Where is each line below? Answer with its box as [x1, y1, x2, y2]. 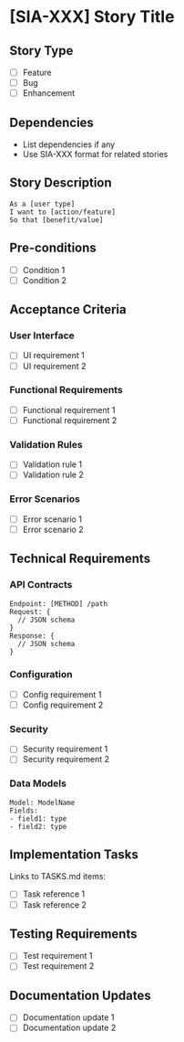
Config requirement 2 [22, 699, 104, 710]
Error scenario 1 [22, 514, 82, 525]
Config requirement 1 [22, 688, 102, 700]
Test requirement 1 [22, 951, 93, 962]
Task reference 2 [22, 898, 87, 910]
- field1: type [9, 813, 67, 824]
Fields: [9, 806, 39, 815]
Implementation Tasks [9, 847, 138, 863]
